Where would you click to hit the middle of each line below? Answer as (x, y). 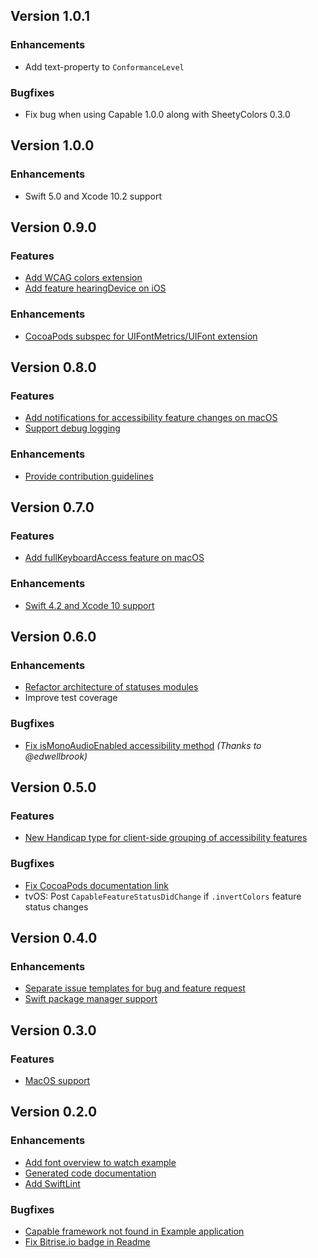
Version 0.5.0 (53, 787)
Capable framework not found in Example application (134, 1231)
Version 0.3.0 (53, 1030)
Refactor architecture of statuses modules (111, 687)
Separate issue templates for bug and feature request (135, 988)
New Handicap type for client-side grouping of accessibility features (166, 838)
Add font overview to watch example (100, 1162)
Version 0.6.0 (53, 637)
